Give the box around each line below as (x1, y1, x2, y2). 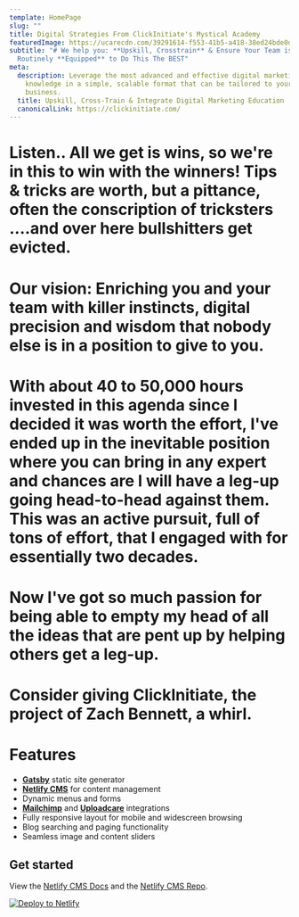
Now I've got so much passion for (9, 588, 263, 607)
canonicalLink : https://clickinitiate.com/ (17, 104, 181, 113)
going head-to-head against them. (9, 490, 270, 509)
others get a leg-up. (9, 644, 159, 665)
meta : (9, 63, 29, 72)
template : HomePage (9, 12, 82, 22)
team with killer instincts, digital (9, 297, 251, 318)
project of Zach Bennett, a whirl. (9, 704, 253, 724)
